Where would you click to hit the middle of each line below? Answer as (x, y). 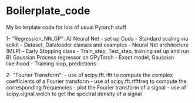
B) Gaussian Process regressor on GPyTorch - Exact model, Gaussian (90, 57)
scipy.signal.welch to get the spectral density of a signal (74, 94)
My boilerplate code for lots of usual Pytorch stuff (66, 27)
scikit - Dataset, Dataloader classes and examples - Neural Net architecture (97, 45)
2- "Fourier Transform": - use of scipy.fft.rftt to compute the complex (90, 75)
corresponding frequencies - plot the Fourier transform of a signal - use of (96, 87)
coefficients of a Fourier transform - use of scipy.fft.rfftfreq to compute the (96, 81)
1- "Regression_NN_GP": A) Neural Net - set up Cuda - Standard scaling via (97, 38)
